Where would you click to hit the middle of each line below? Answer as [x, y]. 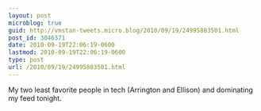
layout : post [30, 15]
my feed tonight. [35, 98]
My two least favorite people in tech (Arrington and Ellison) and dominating [131, 90]
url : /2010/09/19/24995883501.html [67, 67]
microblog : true [35, 23]
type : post [26, 60]
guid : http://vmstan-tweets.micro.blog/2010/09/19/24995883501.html [124, 30]
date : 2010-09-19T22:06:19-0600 [61, 45]
